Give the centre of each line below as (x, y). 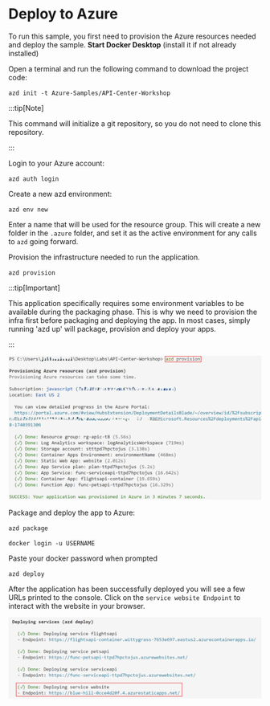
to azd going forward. (43, 241)
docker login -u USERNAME (51, 544)
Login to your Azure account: (56, 163)
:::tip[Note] (26, 108)
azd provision (32, 273)
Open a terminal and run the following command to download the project (129, 68)
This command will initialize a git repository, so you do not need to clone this (135, 123)
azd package (28, 528)
